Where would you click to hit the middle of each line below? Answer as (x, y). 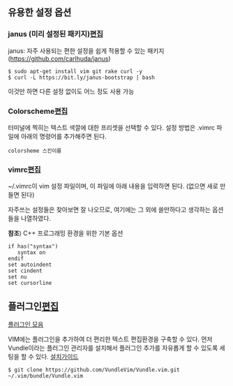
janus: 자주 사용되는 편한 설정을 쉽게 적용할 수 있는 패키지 (86, 50)
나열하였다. (36, 218)
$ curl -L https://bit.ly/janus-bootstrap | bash (82, 77)
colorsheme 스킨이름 (35, 151)
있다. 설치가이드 (57, 357)
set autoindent (30, 265)
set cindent (25, 271)
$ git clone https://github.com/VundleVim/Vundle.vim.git (94, 370)
